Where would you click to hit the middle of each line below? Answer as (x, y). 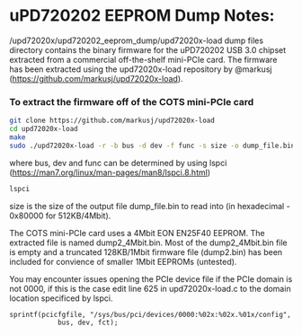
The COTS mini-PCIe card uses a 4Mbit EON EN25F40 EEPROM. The (137, 233)
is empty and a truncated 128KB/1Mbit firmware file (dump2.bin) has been (146, 251)
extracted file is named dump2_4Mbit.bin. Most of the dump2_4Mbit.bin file (148, 242)
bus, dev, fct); (88, 322)
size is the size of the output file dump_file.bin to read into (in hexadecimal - (150, 206)
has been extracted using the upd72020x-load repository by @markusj (141, 69)
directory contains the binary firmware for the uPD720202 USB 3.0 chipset (148, 49)
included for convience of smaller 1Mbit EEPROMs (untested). (123, 261)
